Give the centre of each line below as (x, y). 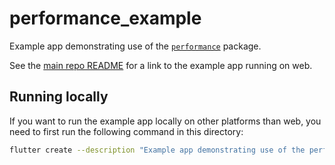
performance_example (105, 18)
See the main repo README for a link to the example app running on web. (161, 65)
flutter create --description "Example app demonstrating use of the (157, 150)
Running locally (59, 97)
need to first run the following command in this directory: (126, 131)
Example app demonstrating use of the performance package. (135, 46)
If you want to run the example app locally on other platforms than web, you (165, 121)
